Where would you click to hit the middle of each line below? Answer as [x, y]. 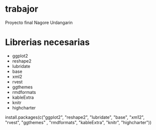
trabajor [22, 9]
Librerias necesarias [47, 42]
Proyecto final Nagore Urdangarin [39, 22]
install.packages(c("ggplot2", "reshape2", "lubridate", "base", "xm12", [75, 117]
